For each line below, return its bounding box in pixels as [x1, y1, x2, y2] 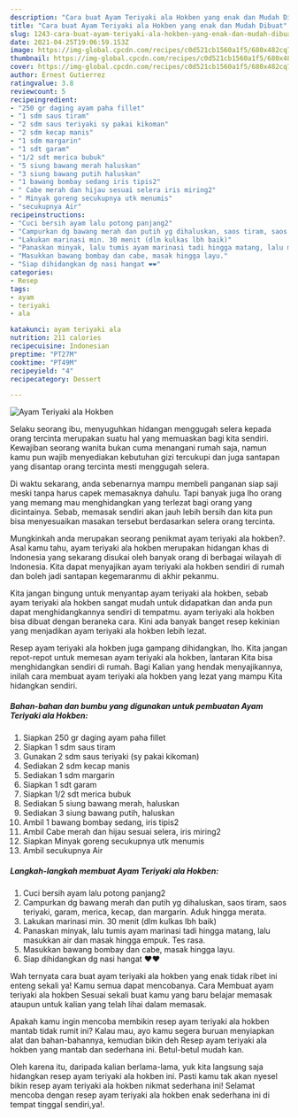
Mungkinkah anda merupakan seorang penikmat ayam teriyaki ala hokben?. [10, 533, 286, 544]
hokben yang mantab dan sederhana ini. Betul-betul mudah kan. [10, 1045, 244, 1055]
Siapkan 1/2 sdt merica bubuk [22, 789, 132, 799]
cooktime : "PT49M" [10, 358, 78, 367]
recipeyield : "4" [10, 366, 74, 375]
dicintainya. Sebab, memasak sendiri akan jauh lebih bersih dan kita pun [10, 506, 273, 518]
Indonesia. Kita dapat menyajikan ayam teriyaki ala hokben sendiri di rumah [10, 561, 286, 572]
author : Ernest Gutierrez [10, 71, 105, 80]
